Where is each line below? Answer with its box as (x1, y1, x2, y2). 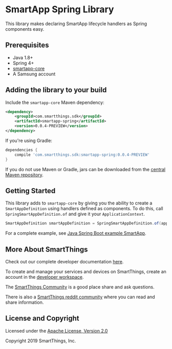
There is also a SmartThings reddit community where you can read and (5, 294, 155, 300)
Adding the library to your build (5, 86, 107, 94)
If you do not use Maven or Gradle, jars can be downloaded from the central (5, 166, 165, 172)
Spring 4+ (12, 60, 34, 66)
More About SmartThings (5, 245, 88, 254)
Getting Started (5, 186, 56, 195)
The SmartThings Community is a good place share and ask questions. (5, 284, 155, 290)
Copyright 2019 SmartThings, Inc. (5, 337, 76, 344)
